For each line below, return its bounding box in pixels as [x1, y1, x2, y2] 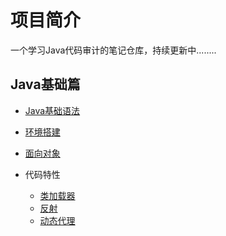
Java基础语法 [24, 104, 81, 116]
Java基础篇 [10, 76, 81, 93]
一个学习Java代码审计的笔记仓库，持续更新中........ [10, 44, 217, 56]
